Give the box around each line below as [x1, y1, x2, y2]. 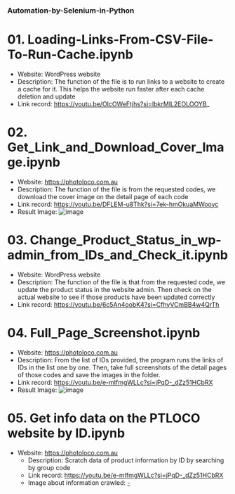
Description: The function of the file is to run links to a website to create [17, 77, 225, 86]
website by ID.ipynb [7, 425, 125, 441]
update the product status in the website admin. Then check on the [17, 285, 212, 293]
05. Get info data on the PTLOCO [7, 410, 201, 426]
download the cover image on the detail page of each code [17, 192, 189, 201]
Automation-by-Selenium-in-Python [7, 6, 135, 15]
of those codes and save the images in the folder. [17, 370, 161, 379]
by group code [27, 463, 71, 471]
